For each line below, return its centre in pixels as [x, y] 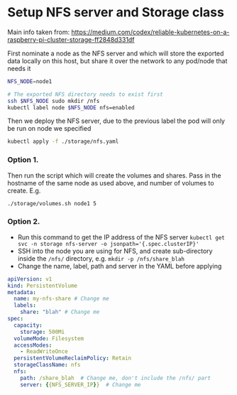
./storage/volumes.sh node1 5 [52, 203]
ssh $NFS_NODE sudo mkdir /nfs [54, 101]
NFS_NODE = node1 [30, 81]
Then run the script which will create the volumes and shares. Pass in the [114, 175]
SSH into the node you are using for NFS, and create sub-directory [115, 251]
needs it [19, 68]
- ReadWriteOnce [44, 352]
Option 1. [23, 160]
